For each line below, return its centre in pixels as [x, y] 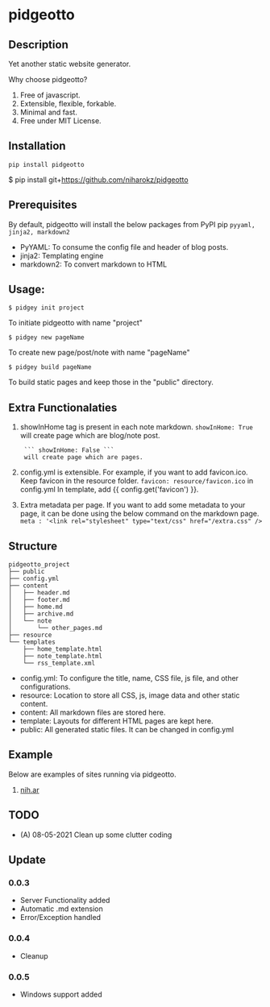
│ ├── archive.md [41, 614]
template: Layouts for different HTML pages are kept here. [116, 721]
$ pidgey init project [46, 308]
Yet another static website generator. [70, 64]
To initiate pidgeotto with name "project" [76, 323]
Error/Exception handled [60, 918]
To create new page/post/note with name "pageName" [100, 353]
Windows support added [61, 994]
